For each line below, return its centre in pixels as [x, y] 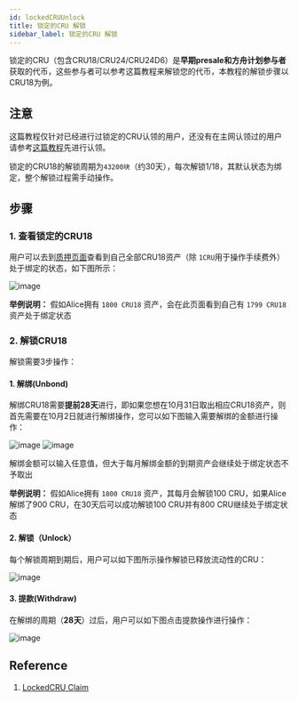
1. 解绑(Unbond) [39, 383]
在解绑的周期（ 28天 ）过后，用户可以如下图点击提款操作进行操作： [131, 620]
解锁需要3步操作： [43, 362]
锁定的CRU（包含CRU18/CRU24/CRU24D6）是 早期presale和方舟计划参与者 [148, 60]
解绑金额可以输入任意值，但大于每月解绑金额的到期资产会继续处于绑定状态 [145, 463]
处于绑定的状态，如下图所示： [63, 268]
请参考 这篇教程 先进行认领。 [60, 148]
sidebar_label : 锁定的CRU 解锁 [63, 34]
